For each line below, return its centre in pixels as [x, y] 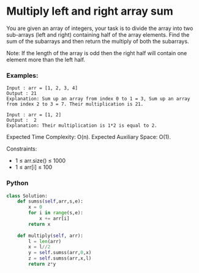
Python [17, 183]
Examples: [22, 75]
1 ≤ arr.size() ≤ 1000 [40, 161]
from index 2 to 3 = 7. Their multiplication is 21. [75, 104]
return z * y [42, 264]
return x [39, 224]
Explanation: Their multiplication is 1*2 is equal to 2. [82, 126]
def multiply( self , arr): [51, 236]
